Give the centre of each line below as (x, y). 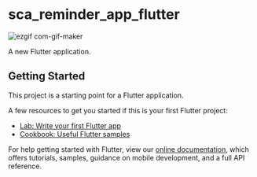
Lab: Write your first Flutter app (70, 125)
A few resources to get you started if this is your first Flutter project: (118, 110)
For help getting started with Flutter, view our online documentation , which (129, 149)
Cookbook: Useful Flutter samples (75, 134)
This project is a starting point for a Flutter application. (96, 95)
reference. (25, 166)
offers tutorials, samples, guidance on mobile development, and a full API (127, 157)
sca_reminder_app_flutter (94, 15)
